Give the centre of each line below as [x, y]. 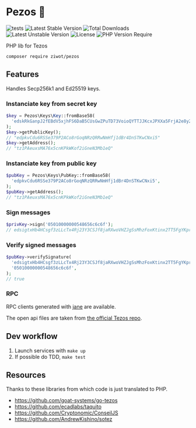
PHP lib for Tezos [27, 46]
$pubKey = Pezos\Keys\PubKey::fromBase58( [58, 176]
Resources [26, 375]
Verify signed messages [41, 245]
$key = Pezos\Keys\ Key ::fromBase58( [50, 116]
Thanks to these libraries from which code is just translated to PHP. [87, 389]
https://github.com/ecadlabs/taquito [58, 407]
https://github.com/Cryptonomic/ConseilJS [66, 413]
